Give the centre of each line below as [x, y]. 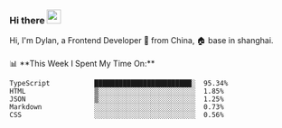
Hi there [27, 20]
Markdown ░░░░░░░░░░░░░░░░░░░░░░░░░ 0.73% [117, 107]
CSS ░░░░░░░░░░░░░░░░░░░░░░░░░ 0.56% [117, 115]
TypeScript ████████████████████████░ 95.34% [119, 84]
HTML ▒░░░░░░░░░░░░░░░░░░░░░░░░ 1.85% [117, 91]
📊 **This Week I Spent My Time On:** [82, 64]
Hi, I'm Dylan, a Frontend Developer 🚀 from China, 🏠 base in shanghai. [141, 41]
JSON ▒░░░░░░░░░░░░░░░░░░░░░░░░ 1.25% [117, 99]
